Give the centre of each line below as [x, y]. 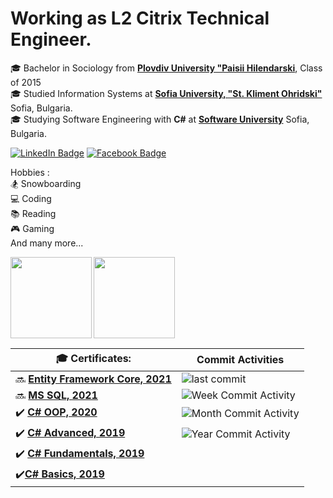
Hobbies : [30, 172]
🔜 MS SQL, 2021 [56, 395]
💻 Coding [31, 198]
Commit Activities [240, 360]
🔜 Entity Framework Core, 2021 [93, 379]
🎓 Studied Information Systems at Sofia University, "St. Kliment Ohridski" [166, 93]
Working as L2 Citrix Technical [140, 18]
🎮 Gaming [32, 228]
